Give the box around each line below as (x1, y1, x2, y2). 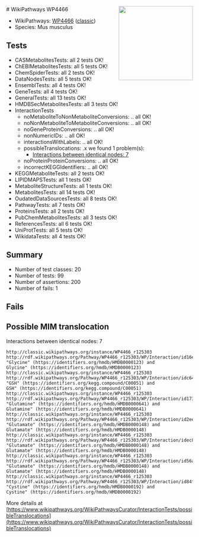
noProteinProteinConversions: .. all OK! (23, 157, 118, 164)
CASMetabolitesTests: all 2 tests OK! (14, 56, 104, 63)
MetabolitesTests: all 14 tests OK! (14, 188, 96, 196)
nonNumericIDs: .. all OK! (23, 132, 85, 139)
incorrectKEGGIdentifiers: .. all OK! (23, 163, 108, 171)
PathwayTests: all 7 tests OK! (14, 201, 86, 208)
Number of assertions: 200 (14, 278, 81, 285)
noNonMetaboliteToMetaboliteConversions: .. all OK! (23, 119, 152, 126)
